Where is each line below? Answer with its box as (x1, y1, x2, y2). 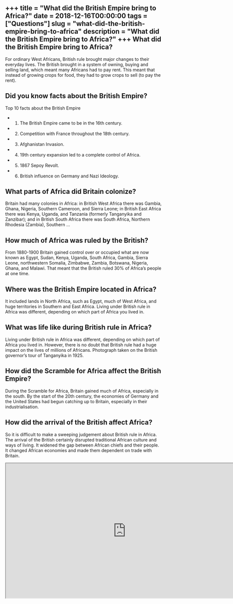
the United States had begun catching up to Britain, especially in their (5, 398, 148, 404)
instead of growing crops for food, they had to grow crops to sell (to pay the (5, 72, 161, 78)
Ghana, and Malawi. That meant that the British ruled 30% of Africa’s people (5, 265, 162, 271)
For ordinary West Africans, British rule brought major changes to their (5, 56, 149, 62)
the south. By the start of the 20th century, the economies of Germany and (5, 393, 159, 399)
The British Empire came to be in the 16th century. (19, 120, 122, 126)
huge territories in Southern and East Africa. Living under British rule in (5, 303, 150, 309)
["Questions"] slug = (5, 19, 71, 28)
